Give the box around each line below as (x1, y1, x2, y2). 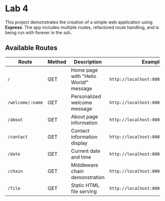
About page (71, 113, 98, 120)
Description (74, 58, 102, 65)
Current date (71, 148, 101, 154)
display (71, 139, 88, 146)
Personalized (71, 93, 102, 100)
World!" (71, 79, 89, 86)
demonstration (71, 174, 105, 180)
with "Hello (71, 73, 97, 79)
